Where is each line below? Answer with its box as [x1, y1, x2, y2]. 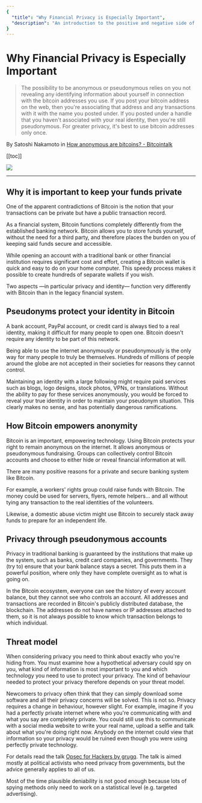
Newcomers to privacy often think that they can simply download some [6, 690, 183, 698]
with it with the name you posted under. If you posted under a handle [20, 110, 192, 117]
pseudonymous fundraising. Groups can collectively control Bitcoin [6, 449, 173, 457]
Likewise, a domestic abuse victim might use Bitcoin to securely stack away [6, 510, 194, 517]
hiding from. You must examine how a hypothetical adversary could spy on [6, 659, 191, 666]
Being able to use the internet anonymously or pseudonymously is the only [6, 347, 191, 354]
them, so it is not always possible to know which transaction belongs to [6, 613, 183, 620]
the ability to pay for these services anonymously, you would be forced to [6, 390, 188, 398]
